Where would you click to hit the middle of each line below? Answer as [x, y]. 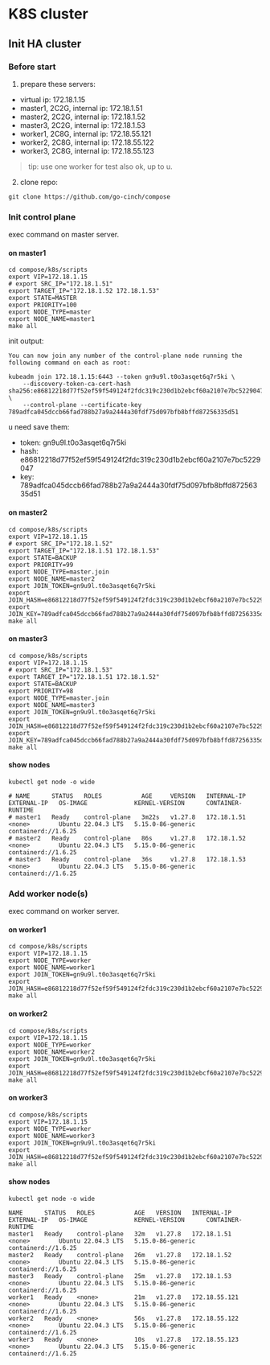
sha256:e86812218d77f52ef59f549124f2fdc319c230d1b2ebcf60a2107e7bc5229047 [136, 391]
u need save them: [39, 427]
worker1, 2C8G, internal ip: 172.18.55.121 [86, 134]
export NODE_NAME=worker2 [51, 1052]
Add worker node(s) [48, 894]
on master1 [27, 253]
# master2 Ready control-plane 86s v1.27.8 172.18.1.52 [127, 838]
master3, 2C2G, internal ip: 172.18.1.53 [83, 125]
